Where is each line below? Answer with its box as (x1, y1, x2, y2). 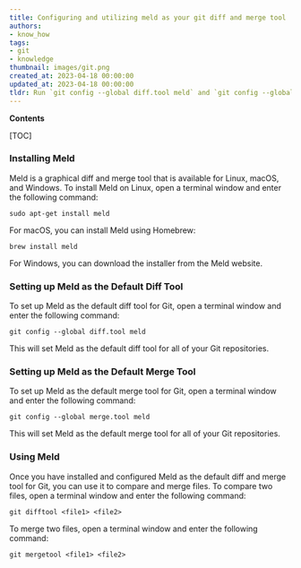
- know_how (9, 30, 50, 39)
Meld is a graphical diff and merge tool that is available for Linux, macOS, (9, 172, 279, 184)
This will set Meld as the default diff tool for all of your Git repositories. (9, 343, 270, 354)
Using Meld (9, 451, 60, 463)
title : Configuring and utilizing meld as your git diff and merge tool (9, 13, 287, 22)
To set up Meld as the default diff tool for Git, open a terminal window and (9, 301, 282, 312)
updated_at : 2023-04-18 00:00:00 (9, 80, 134, 89)
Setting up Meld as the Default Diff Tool (9, 280, 184, 292)
